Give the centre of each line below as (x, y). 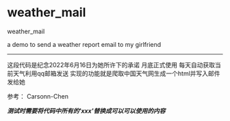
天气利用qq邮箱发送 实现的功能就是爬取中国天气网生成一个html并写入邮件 (116, 73)
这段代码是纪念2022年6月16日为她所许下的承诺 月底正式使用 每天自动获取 (111, 65)
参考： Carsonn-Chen (38, 96)
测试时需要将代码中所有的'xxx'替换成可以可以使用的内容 (86, 111)
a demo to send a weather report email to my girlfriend (84, 44)
